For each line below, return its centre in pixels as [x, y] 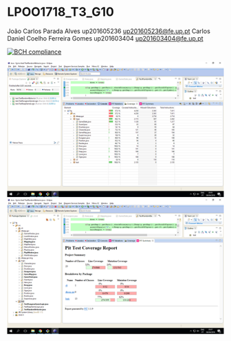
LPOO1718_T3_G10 [61, 12]
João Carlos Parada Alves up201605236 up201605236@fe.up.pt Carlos [109, 31]
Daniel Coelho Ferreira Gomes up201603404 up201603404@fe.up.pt [105, 38]
